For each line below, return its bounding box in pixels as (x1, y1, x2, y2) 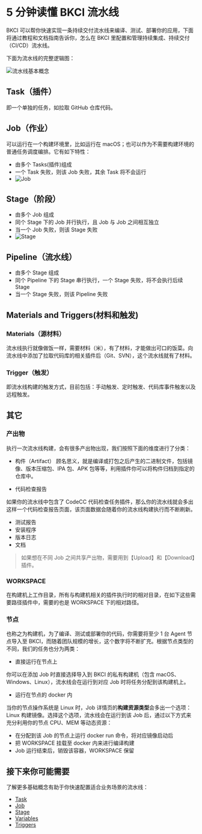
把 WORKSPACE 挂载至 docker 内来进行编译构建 (14, 739, 135, 747)
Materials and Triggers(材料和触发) (6, 310, 139, 320)
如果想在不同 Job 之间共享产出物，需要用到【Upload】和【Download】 (20, 554, 195, 561)
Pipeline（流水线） (6, 251, 77, 262)
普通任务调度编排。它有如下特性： (6, 148, 91, 155)
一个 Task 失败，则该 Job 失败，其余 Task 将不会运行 (14, 168, 147, 175)
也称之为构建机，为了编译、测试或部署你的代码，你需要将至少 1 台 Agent (6, 630, 186, 637)
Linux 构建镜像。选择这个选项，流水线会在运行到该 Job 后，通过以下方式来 (6, 712, 192, 719)
